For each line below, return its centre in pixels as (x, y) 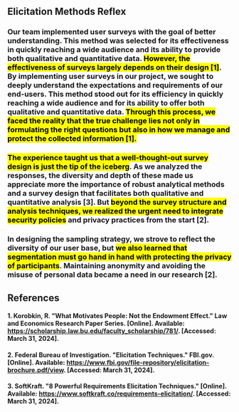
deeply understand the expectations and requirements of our (115, 85)
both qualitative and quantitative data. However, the (99, 58)
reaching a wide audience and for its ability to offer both (106, 103)
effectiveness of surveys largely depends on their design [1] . (115, 68)
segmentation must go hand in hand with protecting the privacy (119, 257)
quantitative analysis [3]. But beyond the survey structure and (117, 202)
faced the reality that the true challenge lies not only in (104, 121)
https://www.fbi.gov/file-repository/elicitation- (138, 362)
